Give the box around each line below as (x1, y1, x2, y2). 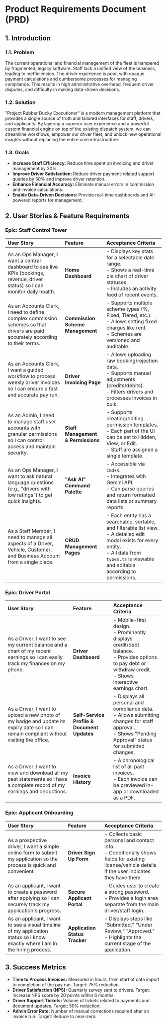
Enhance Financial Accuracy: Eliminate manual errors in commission (12, 182, 155, 187)
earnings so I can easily (7, 654, 63, 661)
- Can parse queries (106, 485, 154, 492)
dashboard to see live (7, 264, 58, 271)
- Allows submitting (113, 712, 160, 719)
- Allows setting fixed (106, 318, 157, 325)
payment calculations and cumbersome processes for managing (5, 76, 137, 82)
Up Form (68, 855, 88, 862)
